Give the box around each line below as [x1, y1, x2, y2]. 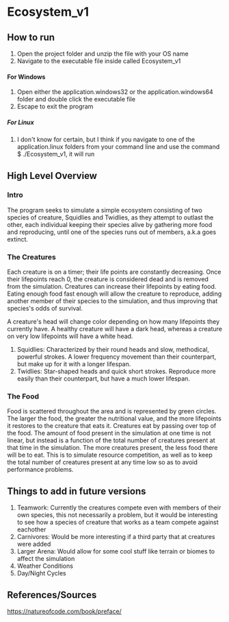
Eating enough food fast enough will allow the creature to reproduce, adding [7, 289, 222, 298]
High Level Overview [7, 169, 98, 182]
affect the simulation [16, 555, 75, 563]
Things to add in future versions [7, 485, 146, 497]
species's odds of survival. [7, 304, 83, 313]
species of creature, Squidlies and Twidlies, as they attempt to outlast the [7, 213, 214, 222]
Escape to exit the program [16, 102, 94, 110]
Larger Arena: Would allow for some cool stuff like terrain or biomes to [16, 547, 215, 555]
